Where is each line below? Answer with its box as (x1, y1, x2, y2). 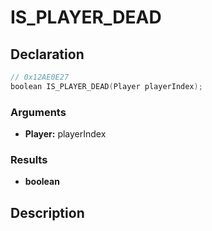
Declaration (10, 46, 85, 63)
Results (10, 152, 48, 166)
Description (10, 204, 85, 221)
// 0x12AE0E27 (10, 72, 70, 82)
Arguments (10, 105, 67, 119)
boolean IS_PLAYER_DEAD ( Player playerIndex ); (10, 81, 203, 91)
